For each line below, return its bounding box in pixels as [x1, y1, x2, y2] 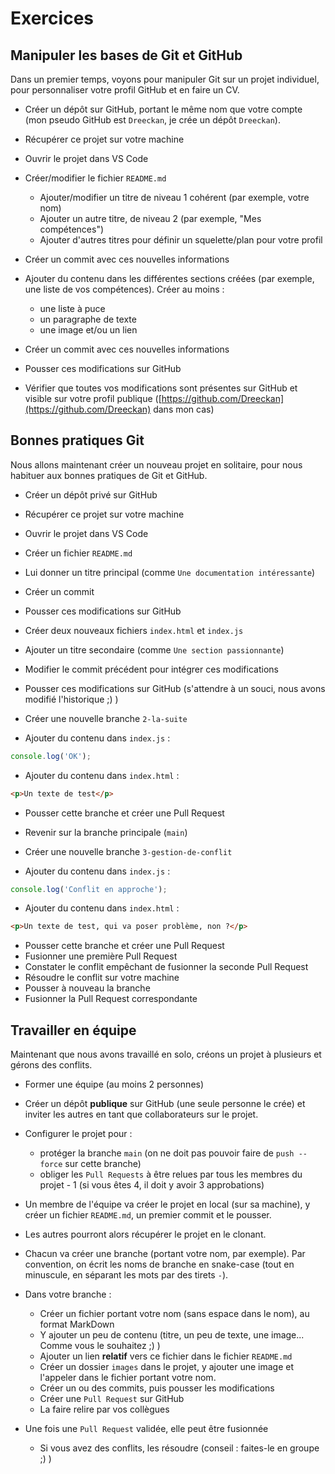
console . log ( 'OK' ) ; [10, 751, 92, 761]
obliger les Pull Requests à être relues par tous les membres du [39, 1168, 303, 1181]
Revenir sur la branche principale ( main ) [24, 826, 188, 838]
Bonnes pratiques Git [10, 432, 145, 449]
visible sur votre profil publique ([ [24, 393, 162, 404]
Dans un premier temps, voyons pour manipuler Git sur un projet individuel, [10, 73, 320, 85]
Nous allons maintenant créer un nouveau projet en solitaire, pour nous [10, 458, 303, 471]
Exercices [10, 7, 94, 30]
